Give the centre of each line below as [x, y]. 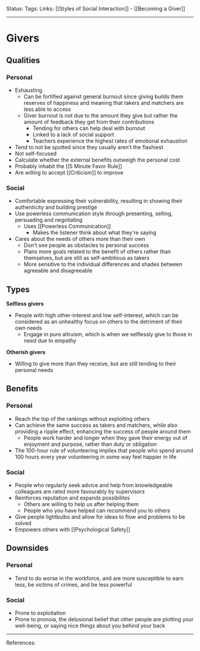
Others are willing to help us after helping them [81, 504]
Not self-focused [35, 153]
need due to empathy [50, 340]
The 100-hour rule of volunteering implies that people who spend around [104, 450]
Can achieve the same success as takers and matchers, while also [96, 425]
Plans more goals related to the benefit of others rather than [97, 252]
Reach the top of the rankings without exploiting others [82, 418]
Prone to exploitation [40, 613]
